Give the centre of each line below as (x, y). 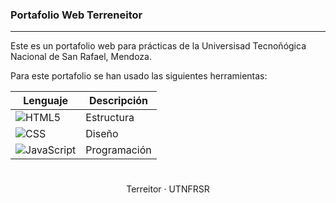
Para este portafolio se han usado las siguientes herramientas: (139, 76)
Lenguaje (46, 101)
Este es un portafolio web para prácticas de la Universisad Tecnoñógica (158, 46)
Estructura (110, 118)
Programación (118, 150)
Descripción (118, 101)
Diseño (102, 134)
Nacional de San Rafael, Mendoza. (81, 57)
